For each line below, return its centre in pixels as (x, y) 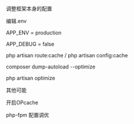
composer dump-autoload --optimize (51, 67)
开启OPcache (22, 102)
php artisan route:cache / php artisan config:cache (67, 55)
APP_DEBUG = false (30, 44)
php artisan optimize (31, 78)
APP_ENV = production (34, 33)
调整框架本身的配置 (29, 8)
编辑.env (17, 21)
